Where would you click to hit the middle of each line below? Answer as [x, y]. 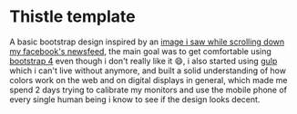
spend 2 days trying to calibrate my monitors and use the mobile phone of [148, 90]
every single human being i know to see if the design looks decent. [135, 99]
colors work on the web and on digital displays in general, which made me [148, 80]
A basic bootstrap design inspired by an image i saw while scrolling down [147, 42]
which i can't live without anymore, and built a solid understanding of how [148, 71]
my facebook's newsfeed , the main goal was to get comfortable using [140, 51]
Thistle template [72, 17]
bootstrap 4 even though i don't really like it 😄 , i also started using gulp [143, 61]
